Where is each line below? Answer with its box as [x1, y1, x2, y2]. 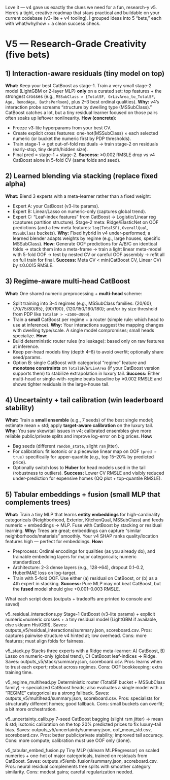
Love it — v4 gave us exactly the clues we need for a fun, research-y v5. [5, 5, 157, 10]
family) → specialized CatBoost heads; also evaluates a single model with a [5, 685, 162, 691]
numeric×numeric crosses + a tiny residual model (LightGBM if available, [5, 616, 157, 623]
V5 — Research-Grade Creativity [5, 38, 147, 50]
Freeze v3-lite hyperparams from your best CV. [12, 125, 112, 131]
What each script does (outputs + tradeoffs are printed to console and [5, 596, 152, 602]
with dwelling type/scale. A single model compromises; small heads [12, 327, 155, 333]
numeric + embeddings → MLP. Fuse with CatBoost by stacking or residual [5, 522, 162, 528]
